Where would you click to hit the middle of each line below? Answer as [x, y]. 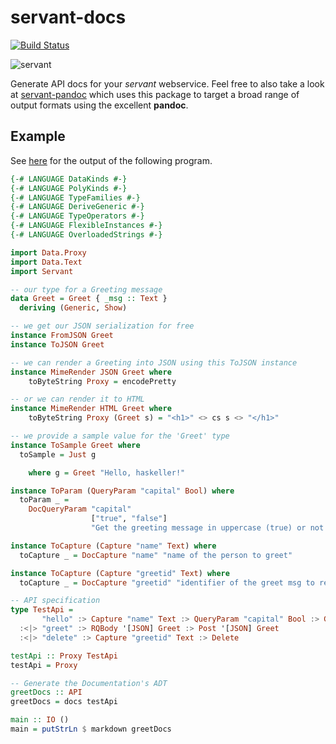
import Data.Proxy [48, 252]
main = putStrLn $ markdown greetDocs [91, 729]
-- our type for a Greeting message [86, 289]
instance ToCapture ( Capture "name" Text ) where [113, 546]
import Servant [42, 271]
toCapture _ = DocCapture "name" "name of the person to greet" [156, 555]
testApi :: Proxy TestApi [64, 656]
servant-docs [68, 17]
